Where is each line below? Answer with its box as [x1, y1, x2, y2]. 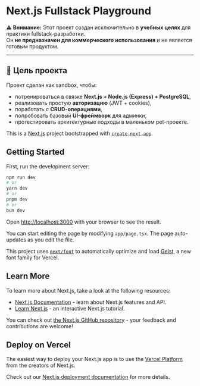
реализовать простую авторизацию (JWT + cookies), [14, 99, 152, 106]
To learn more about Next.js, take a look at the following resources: [6, 287, 171, 294]
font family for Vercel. [6, 254, 60, 261]
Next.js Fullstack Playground [6, 4, 152, 18]
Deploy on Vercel [6, 340, 71, 350]
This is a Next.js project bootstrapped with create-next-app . [6, 130, 154, 137]
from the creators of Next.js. [6, 362, 76, 369]
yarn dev [6, 186, 28, 192]
